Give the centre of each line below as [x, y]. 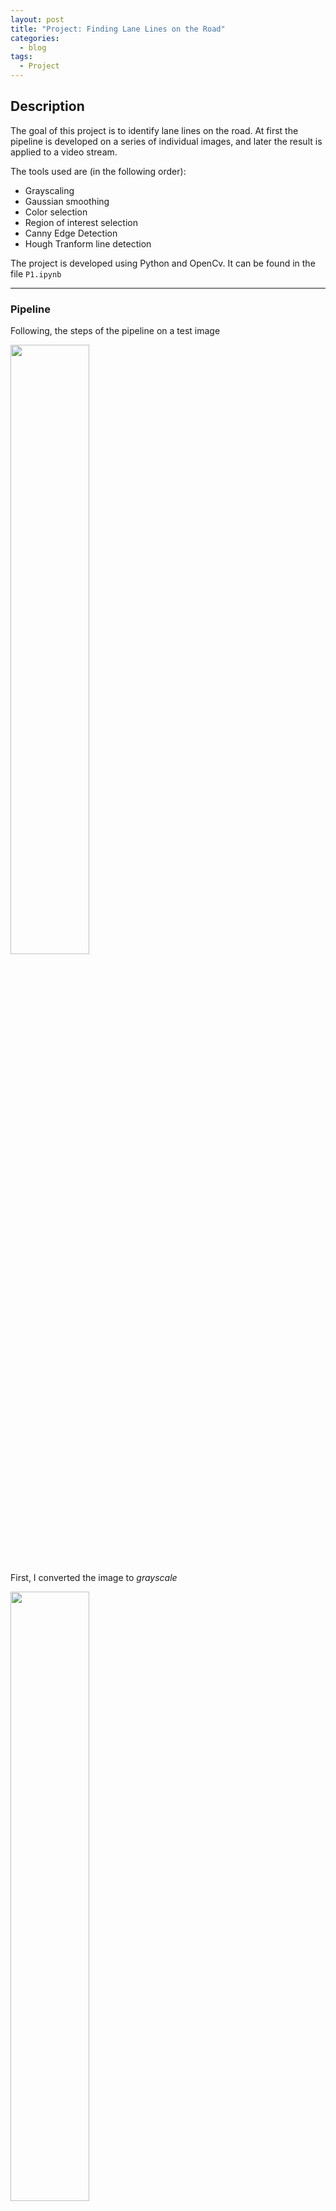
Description [47, 106]
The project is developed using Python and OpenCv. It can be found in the [163, 263]
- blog [33, 47]
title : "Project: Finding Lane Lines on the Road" [118, 29]
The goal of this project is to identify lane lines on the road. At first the [154, 130]
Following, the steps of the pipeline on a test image [115, 331]
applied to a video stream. [64, 152]
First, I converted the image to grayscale [94, 1578]
